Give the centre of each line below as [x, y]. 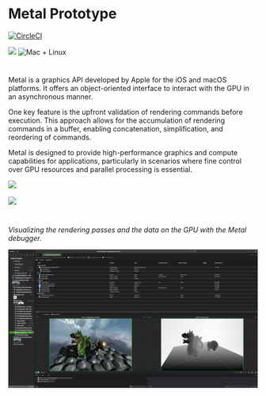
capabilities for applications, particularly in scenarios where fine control [125, 161]
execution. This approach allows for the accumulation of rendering [117, 120]
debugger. [25, 238]
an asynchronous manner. [51, 97]
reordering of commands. [50, 137]
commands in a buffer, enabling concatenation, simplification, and [116, 129]
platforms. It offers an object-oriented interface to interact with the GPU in [129, 89]
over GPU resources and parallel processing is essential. [100, 169]
